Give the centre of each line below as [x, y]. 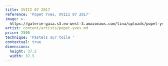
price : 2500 [17, 33]
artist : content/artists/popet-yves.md [47, 28]
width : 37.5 [22, 56]
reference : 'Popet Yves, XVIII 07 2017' [48, 14]
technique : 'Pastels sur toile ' [40, 38]
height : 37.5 [23, 51]
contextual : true [23, 42]
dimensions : [17, 47]
